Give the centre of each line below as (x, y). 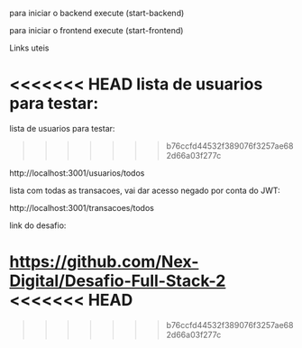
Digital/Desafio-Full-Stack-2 (118, 281)
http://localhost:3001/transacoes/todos (82, 207)
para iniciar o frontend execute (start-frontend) (96, 30)
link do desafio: (38, 225)
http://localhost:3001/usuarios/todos (77, 173)
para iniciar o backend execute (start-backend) (97, 13)
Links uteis (29, 48)
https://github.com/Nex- (104, 262)
